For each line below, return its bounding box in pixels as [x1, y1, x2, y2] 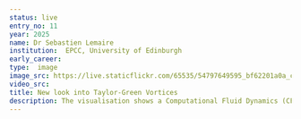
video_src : [9, 80, 50, 89]
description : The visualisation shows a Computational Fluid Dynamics [9, 96, 279, 106]
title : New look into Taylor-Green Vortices [9, 88, 178, 97]
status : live [9, 13, 58, 22]
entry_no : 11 [9, 21, 58, 30]
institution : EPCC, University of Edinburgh [9, 47, 182, 55]
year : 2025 [9, 30, 50, 38]
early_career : [9, 55, 63, 64]
